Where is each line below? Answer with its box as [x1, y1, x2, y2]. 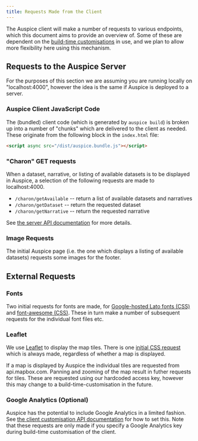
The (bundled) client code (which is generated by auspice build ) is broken [6, 118, 189, 125]
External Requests [6, 271, 76, 281]
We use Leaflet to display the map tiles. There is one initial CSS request [6, 344, 181, 351]
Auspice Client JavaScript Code [6, 105, 100, 114]
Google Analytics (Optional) [6, 396, 89, 404]
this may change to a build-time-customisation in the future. [6, 381, 153, 388]
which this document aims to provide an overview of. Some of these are [6, 31, 183, 39]
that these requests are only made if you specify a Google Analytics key [6, 422, 183, 429]
